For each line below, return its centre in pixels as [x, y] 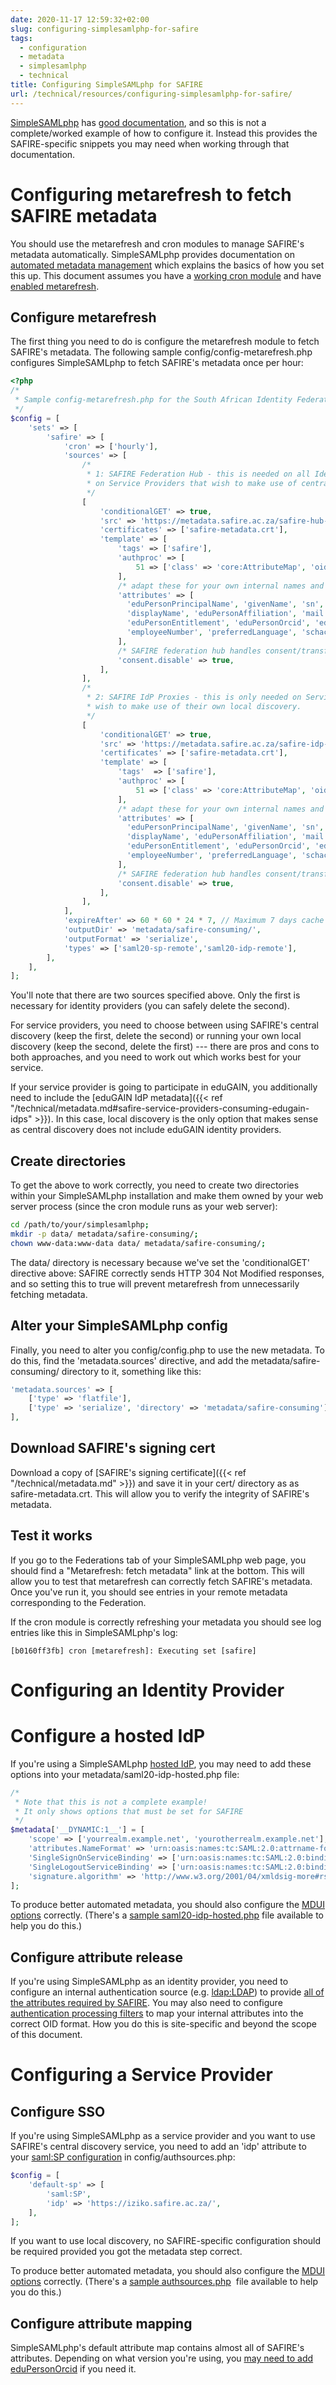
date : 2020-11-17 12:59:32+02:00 [80, 19]
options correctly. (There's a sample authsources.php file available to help [164, 2282]
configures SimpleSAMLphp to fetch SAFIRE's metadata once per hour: [157, 363]
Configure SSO [58, 2111]
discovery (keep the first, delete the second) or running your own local [156, 1036]
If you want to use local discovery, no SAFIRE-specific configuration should [166, 2241]
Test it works [51, 1536]
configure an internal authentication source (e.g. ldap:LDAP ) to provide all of [167, 1992]
